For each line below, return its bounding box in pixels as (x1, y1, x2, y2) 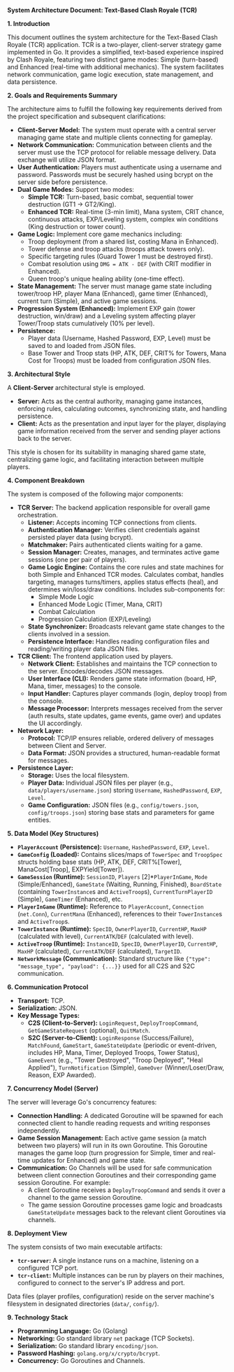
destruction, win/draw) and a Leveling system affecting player (17, 311, 196, 320)
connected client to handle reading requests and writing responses (17, 1119, 211, 1127)
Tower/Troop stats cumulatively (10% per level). (17, 319, 155, 328)
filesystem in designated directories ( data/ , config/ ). (7, 1300, 159, 1308)
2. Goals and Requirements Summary (7, 91, 117, 99)
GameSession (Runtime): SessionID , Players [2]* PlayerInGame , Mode (17, 873, 208, 881)
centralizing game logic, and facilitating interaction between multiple (7, 455, 204, 463)
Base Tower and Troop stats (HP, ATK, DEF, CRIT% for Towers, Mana (27, 349, 227, 357)
